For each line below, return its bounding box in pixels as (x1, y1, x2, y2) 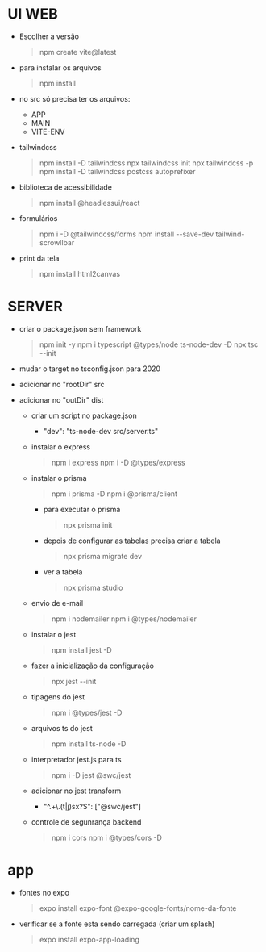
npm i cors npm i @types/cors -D (51, 833, 163, 842)
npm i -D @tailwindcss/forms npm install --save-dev (39, 229, 214, 239)
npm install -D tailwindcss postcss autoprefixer (39, 166, 196, 176)
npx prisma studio (63, 582, 123, 592)
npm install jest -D (51, 645, 112, 654)
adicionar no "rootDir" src (19, 379, 105, 389)
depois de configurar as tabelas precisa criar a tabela (43, 536, 221, 545)
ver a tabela (43, 566, 83, 577)
